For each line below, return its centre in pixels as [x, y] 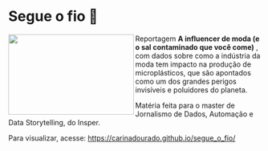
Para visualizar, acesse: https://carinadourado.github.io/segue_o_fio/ [122, 138]
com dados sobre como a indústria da [198, 55]
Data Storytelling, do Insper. [54, 122]
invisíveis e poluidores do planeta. [191, 90]
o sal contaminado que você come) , [197, 47]
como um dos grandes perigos [186, 81]
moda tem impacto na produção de [193, 64]
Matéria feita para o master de [185, 105]
